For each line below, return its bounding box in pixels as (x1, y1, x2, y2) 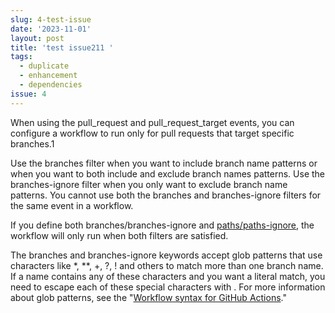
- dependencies (19, 80, 83, 90)
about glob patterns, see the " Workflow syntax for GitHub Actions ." (10, 291, 287, 303)
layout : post (10, 33, 65, 43)
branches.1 (10, 137, 55, 150)
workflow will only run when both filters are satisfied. (10, 229, 229, 241)
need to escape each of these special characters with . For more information (10, 281, 326, 293)
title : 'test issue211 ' (10, 42, 114, 53)
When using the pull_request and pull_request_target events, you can (10, 116, 295, 128)
